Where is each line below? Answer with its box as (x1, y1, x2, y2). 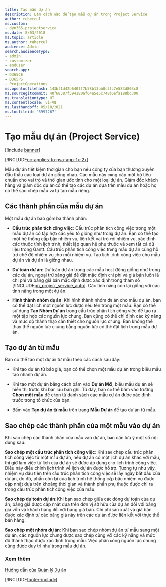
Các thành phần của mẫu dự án (5, 202, 103, 211)
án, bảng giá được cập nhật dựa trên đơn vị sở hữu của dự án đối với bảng (5, 501, 156, 507)
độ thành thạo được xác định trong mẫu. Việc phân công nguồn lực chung (5, 538, 156, 544)
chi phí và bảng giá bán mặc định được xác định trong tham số (12, 277, 140, 283)
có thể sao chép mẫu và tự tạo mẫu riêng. (5, 187, 90, 193)
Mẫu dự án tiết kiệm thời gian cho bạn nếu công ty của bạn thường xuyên (5, 166, 155, 172)
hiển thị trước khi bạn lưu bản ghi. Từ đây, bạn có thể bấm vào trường (12, 387, 154, 393)
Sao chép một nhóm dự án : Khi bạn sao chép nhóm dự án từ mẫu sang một (5, 527, 160, 533)
